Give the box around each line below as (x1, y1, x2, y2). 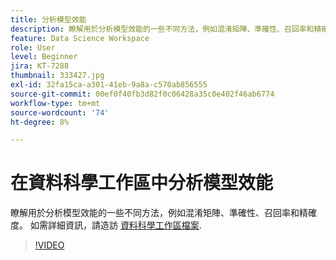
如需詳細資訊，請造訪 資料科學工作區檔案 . (29, 219, 202, 231)
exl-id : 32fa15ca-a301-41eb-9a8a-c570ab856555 (10, 80, 208, 90)
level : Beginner (10, 52, 78, 62)
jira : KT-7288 (10, 61, 70, 71)
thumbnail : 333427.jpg (10, 71, 105, 81)
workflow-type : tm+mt (10, 98, 101, 108)
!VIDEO (34, 239, 65, 251)
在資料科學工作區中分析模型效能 (10, 172, 274, 195)
